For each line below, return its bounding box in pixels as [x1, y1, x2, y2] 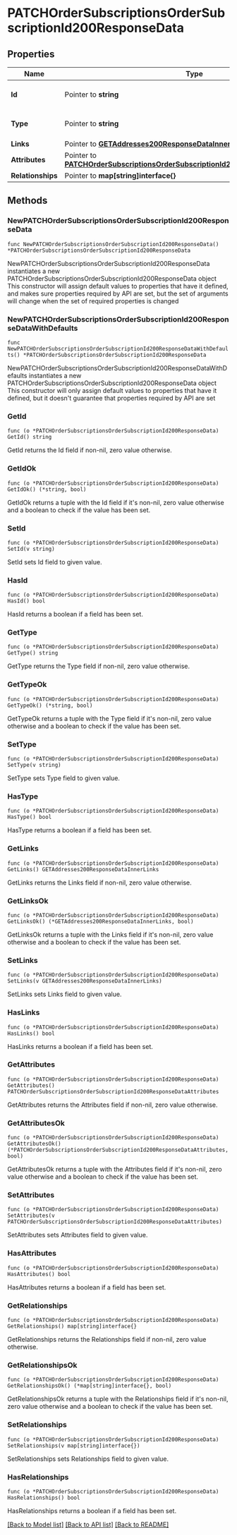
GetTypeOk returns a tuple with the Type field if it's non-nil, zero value [7, 714, 212, 722]
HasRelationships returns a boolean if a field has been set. [7, 1506, 177, 1515]
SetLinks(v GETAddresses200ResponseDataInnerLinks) [7, 978, 162, 985]
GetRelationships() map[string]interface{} [7, 1323, 138, 1330]
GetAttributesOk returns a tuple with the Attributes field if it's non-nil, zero [7, 1165, 222, 1174]
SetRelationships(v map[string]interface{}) [7, 1442, 140, 1449]
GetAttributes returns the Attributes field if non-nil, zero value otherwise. [7, 1100, 218, 1109]
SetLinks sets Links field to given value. [7, 990, 122, 999]
